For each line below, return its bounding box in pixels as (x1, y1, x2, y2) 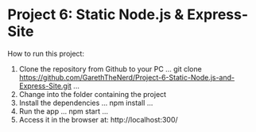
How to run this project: (7, 49, 85, 58)
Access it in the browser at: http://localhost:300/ (18, 115, 178, 124)
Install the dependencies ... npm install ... (18, 98, 153, 107)
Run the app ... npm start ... (18, 106, 109, 116)
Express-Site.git (18, 81, 72, 91)
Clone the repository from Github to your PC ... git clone (18, 64, 202, 73)
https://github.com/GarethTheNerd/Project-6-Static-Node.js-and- (18, 72, 235, 82)
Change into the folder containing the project (18, 89, 167, 99)
